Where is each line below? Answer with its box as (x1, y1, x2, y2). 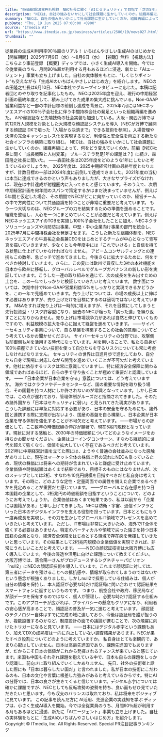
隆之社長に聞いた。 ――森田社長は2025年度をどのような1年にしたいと (9, 157, 150, 163)
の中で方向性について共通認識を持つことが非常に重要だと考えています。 (5, 199, 149, 205)
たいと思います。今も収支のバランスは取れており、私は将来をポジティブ (13, 690, 157, 696)
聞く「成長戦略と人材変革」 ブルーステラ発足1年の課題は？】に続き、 (13, 151, 152, 157)
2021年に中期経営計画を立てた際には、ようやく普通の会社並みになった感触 (5, 448, 155, 454)
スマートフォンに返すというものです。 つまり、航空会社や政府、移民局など (5, 587, 154, 593)
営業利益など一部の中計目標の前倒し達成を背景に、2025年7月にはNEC (5, 102, 146, 108)
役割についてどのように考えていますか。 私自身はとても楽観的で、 (21, 636, 154, 641)
